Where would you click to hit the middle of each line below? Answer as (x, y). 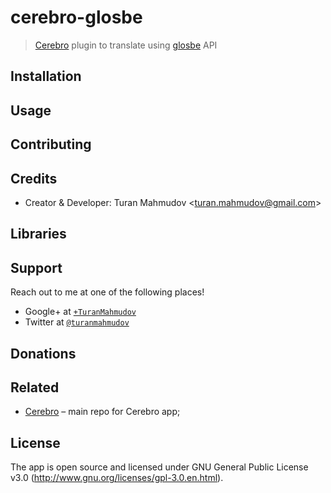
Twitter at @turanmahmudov (77, 322)
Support (36, 267)
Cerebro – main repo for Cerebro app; (102, 412)
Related (35, 387)
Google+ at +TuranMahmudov (80, 312)
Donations (43, 353)
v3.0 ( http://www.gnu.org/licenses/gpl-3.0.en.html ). (117, 478)
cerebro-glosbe (76, 17)
